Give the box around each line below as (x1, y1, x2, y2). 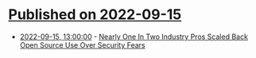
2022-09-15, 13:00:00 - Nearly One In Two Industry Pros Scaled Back (19, 32, 249, 41)
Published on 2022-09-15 (8, 6, 182, 24)
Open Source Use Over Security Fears (19, 40, 145, 49)
